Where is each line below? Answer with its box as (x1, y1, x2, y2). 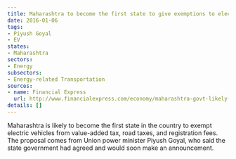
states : (7, 43, 30, 50)
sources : (7, 82, 33, 89)
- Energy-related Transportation (7, 75, 105, 83)
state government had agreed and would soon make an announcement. (7, 144, 214, 152)
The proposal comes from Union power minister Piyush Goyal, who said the (7, 136, 226, 144)
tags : (7, 23, 23, 30)
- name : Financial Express (7, 89, 86, 96)
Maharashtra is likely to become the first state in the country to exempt (7, 121, 212, 129)
